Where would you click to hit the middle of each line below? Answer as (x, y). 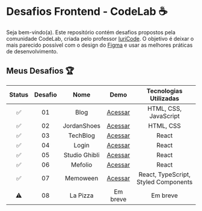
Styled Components (164, 182)
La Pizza (81, 195)
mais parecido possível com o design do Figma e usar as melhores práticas (99, 45)
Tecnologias (164, 91)
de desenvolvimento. (32, 51)
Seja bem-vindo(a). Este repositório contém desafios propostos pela (91, 32)
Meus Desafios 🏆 (40, 71)
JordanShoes (82, 125)
